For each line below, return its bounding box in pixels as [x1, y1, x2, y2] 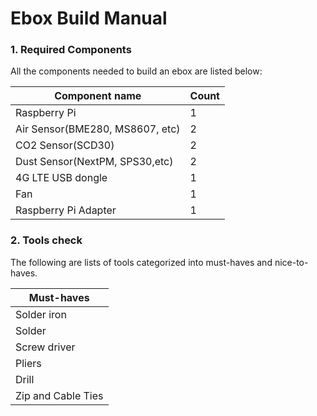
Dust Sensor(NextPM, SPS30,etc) [15, 155, 174, 169]
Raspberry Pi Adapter [15, 203, 117, 217]
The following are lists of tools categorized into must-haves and [10, 256, 273, 268]
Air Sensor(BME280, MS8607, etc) [15, 122, 181, 136]
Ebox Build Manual [10, 7, 168, 30]
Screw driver [15, 340, 76, 354]
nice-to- [274, 256, 309, 268]
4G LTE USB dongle [15, 171, 108, 185]
